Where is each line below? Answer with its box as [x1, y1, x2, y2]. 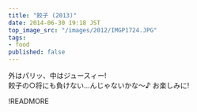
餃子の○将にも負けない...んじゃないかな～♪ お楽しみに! [8, 80, 190, 90]
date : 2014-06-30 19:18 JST [8, 19, 101, 27]
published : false [8, 48, 66, 56]
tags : [8, 33, 26, 42]
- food [8, 41, 30, 49]
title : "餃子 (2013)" [8, 11, 78, 20]
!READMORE [8, 96, 49, 106]
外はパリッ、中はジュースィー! [8, 71, 107, 80]
